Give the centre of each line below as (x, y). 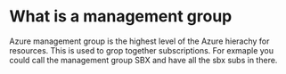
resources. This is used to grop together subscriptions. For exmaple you (142, 50)
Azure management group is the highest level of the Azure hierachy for (139, 41)
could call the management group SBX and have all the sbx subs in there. (143, 60)
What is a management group (121, 16)
